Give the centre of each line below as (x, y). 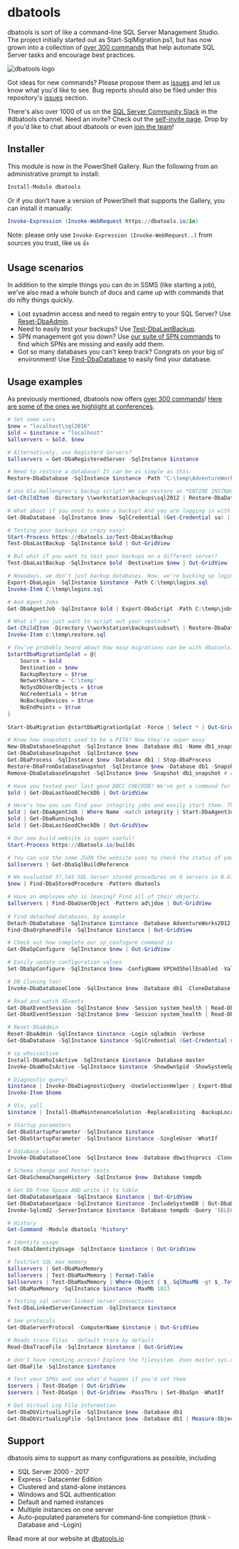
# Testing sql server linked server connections (81, 1302)
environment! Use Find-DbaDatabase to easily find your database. (115, 359)
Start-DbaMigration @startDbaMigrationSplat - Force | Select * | (106, 727)
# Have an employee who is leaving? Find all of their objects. (105, 897)
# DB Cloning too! (34, 982)
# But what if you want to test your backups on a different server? (113, 557)
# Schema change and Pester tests (59, 1171)
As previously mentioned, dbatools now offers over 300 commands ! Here (115, 399)
